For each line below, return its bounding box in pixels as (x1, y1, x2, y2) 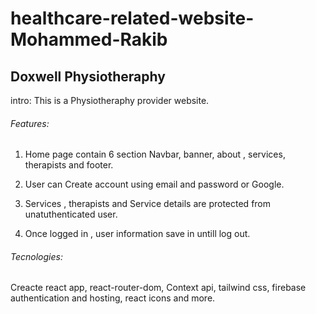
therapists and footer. (24, 159, 114, 171)
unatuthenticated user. (24, 208, 118, 221)
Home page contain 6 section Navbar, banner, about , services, (24, 148, 286, 161)
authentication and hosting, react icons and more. (10, 292, 216, 304)
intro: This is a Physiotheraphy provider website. (10, 95, 210, 106)
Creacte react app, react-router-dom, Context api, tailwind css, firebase (10, 282, 307, 294)
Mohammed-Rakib (10, 28, 168, 51)
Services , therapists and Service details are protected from (24, 198, 272, 210)
